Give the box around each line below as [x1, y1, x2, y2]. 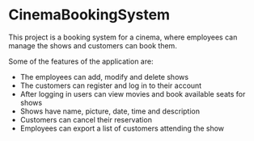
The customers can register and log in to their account [19, 81, 202, 90]
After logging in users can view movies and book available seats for [19, 89, 246, 98]
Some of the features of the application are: [8, 56, 154, 66]
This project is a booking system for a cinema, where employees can [8, 32, 238, 42]
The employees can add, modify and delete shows [19, 72, 188, 81]
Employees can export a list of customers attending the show [19, 123, 225, 133]
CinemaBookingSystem [8, 6, 171, 24]
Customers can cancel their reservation [19, 114, 152, 124]
